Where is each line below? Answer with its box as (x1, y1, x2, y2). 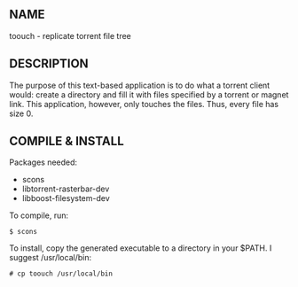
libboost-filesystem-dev (21, 193, 111, 204)
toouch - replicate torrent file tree (9, 30, 131, 41)
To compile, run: (9, 210, 69, 221)
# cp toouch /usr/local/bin (9, 269, 114, 278)
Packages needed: (9, 157, 78, 167)
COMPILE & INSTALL (9, 134, 124, 149)
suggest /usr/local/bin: (9, 252, 91, 263)
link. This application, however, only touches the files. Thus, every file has (9, 98, 279, 109)
